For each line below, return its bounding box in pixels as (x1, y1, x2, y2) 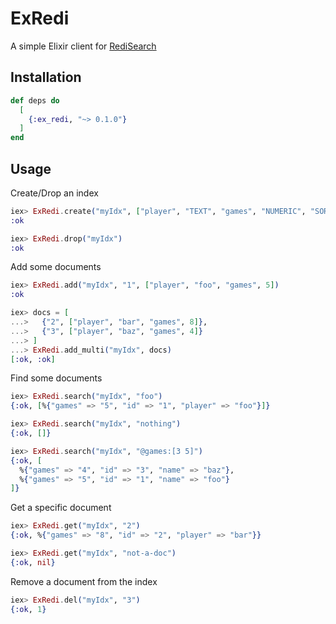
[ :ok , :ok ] (10, 354, 56, 364)
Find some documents (10, 372, 103, 384)
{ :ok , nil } (10, 557, 56, 567)
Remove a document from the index (10, 575, 158, 587)
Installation (10, 69, 82, 86)
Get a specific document (10, 502, 112, 514)
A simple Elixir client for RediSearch (10, 40, 157, 52)
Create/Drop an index (10, 187, 99, 199)
